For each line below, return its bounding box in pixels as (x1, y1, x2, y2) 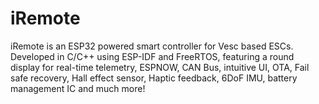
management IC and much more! (10, 82, 146, 94)
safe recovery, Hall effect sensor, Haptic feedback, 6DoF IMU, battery (10, 72, 298, 84)
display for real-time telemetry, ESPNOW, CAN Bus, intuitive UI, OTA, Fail (10, 61, 310, 73)
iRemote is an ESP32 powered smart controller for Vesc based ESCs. (10, 40, 294, 52)
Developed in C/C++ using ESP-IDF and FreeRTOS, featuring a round (10, 50, 295, 62)
